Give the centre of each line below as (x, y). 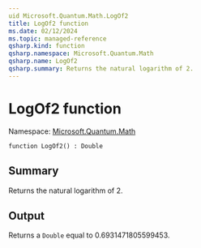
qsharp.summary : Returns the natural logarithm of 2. (101, 69)
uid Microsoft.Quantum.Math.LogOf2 (68, 16)
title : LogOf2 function (49, 24)
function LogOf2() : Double (56, 146)
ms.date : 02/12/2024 (43, 31)
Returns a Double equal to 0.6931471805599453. (89, 235)
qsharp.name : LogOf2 (43, 62)
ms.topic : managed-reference (58, 38)
